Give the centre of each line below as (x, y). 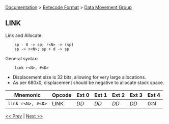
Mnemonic (27, 95)
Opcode (62, 95)
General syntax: (22, 58)
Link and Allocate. (24, 35)
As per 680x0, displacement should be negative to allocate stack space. (88, 82)
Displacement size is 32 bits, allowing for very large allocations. (79, 77)
